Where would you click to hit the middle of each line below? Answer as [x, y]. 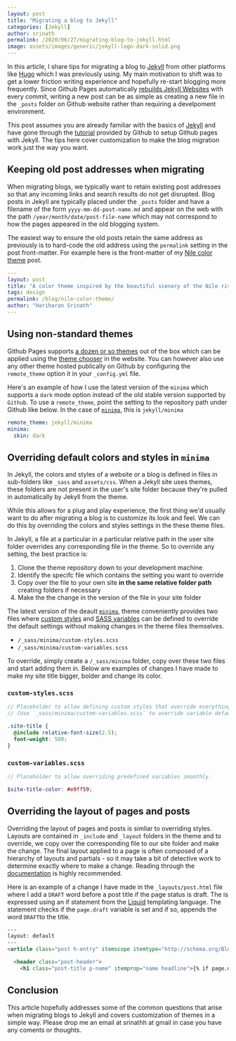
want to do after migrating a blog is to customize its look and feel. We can [113, 518]
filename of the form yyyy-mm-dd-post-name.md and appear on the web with [115, 209]
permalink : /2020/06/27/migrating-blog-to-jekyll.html [89, 40]
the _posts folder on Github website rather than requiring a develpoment [112, 104]
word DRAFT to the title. [39, 916]
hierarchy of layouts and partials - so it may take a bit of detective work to [114, 858]
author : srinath [31, 33]
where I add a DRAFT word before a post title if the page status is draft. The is [118, 894]
